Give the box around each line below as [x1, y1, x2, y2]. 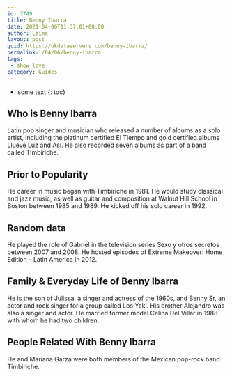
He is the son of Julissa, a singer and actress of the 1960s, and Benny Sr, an [7, 294, 226, 302]
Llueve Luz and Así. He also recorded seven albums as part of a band [7, 141, 207, 150]
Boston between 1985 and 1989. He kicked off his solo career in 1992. [7, 202, 208, 210]
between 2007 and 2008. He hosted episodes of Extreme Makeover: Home [7, 248, 223, 256]
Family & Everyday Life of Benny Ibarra [7, 276, 179, 288]
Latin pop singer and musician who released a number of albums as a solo [7, 126, 221, 134]
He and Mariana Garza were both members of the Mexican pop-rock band [7, 354, 221, 363]
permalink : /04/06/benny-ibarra [7, 49, 101, 56]
